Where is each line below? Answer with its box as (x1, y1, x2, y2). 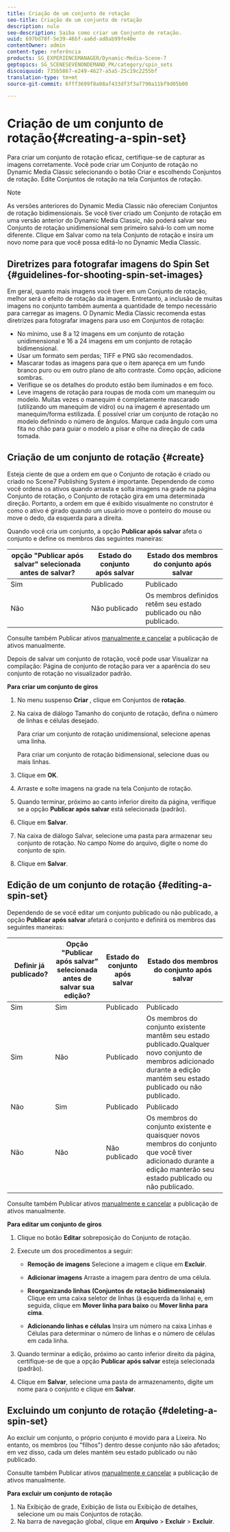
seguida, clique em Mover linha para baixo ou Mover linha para (27, 1301, 209, 1309)
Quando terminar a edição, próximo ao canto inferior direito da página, (16, 1349, 216, 1358)
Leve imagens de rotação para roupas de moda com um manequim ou (16, 388, 216, 396)
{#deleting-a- (157, 1405, 218, 1417)
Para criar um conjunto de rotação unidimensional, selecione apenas (16, 730, 211, 738)
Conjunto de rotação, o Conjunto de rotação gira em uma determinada (7, 492, 205, 500)
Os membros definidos (145, 590, 219, 600)
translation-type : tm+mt (7, 74, 78, 81)
